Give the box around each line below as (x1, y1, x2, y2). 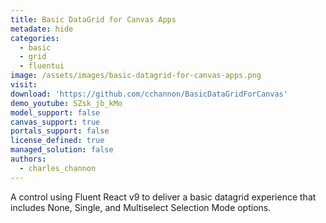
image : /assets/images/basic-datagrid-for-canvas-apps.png (10, 71, 262, 81)
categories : (10, 33, 60, 43)
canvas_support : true (10, 117, 101, 127)
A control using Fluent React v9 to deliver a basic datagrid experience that (10, 191, 317, 203)
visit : (10, 80, 38, 90)
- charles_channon (19, 163, 97, 173)
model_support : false (10, 107, 101, 118)
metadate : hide (10, 24, 74, 34)
